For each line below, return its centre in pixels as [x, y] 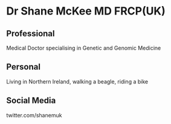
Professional [31, 34]
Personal [24, 67]
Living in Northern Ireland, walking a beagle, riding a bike [77, 81]
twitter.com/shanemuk [34, 115]
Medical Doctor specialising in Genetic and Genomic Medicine [84, 48]
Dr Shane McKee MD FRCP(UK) [86, 11]
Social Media [31, 101]
